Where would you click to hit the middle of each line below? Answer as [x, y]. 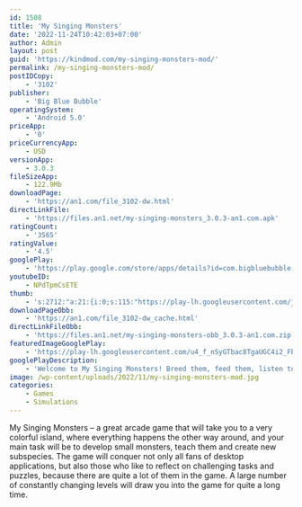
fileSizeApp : [34, 176]
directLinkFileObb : [46, 327]
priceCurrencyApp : [44, 143]
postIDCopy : [31, 76]
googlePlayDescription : [54, 360]
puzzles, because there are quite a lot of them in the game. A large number [148, 475]
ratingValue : [34, 244]
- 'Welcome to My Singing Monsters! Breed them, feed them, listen [154, 369]
